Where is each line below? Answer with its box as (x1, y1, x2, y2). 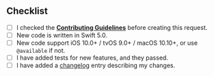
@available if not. (16, 47, 66, 54)
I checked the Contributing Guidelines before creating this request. (16, 23, 208, 31)
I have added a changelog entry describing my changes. (16, 61, 176, 70)
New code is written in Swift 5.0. (16, 31, 107, 39)
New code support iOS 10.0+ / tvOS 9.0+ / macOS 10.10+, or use (16, 39, 198, 47)
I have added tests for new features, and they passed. (16, 54, 169, 62)
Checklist (6, 5, 49, 17)
